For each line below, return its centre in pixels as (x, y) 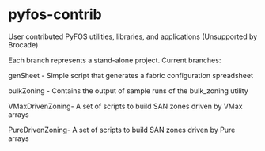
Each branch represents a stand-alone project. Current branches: (115, 60)
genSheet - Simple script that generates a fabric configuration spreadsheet (131, 75)
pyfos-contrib (55, 15)
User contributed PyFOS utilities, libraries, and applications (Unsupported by (133, 36)
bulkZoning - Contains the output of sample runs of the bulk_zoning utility (129, 91)
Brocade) (23, 44)
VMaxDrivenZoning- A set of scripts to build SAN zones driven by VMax (125, 106)
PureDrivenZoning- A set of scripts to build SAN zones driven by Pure (122, 130)
